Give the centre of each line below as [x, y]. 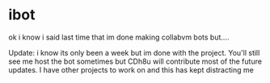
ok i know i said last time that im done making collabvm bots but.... [119, 37]
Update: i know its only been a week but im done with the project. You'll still [134, 52]
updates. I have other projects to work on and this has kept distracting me [131, 69]
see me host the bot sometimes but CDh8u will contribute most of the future [135, 61]
